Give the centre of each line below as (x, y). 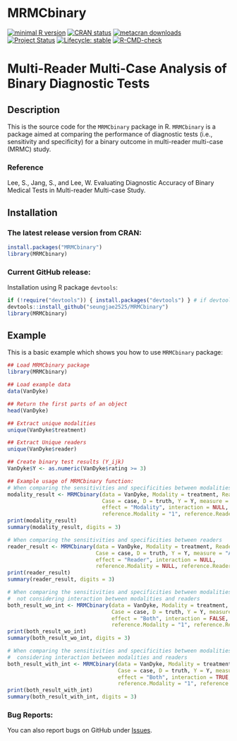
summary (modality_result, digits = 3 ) (64, 528)
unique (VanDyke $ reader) (42, 449)
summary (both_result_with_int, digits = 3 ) (72, 697)
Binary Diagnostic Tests (79, 84)
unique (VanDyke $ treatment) (47, 430)
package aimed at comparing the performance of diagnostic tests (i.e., (110, 134)
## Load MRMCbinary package (49, 365)
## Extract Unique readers (47, 443)
